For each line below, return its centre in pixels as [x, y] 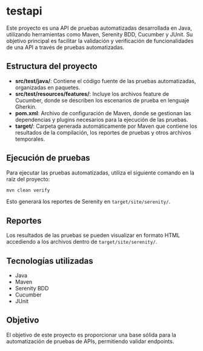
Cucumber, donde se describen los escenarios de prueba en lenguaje [102, 100]
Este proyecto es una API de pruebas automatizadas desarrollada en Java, [99, 28]
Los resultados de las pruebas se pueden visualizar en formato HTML [93, 235]
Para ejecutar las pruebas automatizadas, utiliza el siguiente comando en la [101, 172]
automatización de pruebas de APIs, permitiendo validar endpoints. [90, 341]
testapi [24, 11]
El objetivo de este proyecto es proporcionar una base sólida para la [92, 335]
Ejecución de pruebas [48, 158]
